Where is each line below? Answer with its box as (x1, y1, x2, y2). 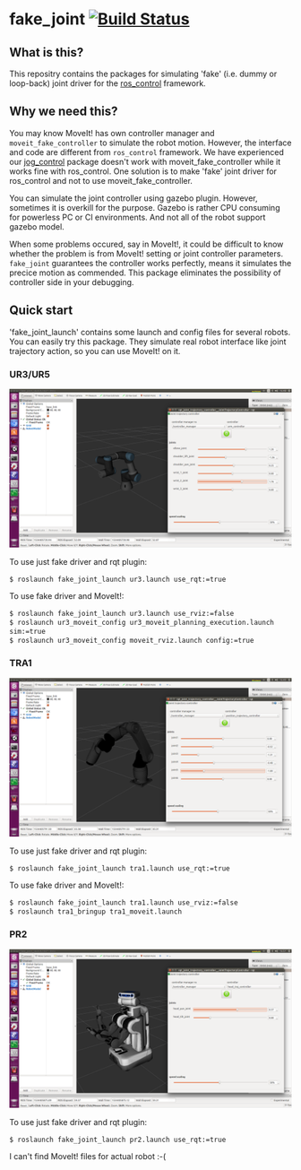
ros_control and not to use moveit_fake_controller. (9, 175, 193, 186)
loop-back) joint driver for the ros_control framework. (9, 78, 206, 89)
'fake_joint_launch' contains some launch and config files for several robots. (9, 326, 291, 337)
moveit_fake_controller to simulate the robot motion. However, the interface (9, 137, 292, 148)
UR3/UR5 (9, 368, 51, 380)
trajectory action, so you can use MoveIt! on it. (9, 345, 181, 356)
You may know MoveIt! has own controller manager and (9, 127, 215, 138)
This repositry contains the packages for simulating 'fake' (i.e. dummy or (9, 68, 278, 79)
